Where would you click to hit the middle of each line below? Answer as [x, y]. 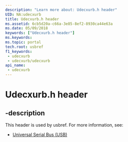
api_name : [15, 65]
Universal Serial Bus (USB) [40, 135]
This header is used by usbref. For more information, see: [64, 125]
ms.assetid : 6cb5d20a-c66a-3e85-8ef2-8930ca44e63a [59, 24]
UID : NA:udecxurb [23, 14]
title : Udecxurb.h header [32, 19]
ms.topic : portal [23, 42]
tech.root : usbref [24, 47]
